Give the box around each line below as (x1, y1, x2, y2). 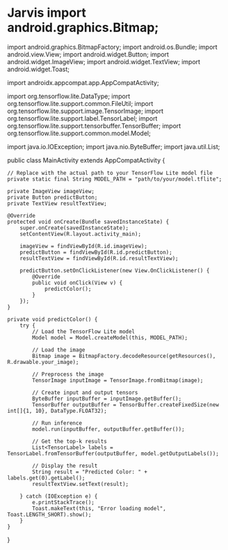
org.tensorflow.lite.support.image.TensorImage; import (7, 107, 164, 115)
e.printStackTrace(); (32, 498, 95, 506)
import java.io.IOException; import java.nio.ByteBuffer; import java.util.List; (7, 142, 220, 151)
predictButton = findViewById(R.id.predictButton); (19, 249, 172, 256)
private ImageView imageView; (7, 188, 95, 194)
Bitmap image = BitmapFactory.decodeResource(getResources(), (32, 352, 216, 360)
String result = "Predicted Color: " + (32, 468, 148, 475)
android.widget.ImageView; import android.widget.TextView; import (7, 57, 200, 66)
